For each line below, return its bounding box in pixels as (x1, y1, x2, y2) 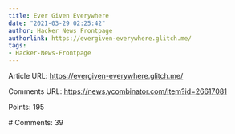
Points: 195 (8, 102, 45, 112)
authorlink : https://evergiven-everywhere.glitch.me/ (8, 34, 192, 43)
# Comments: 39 (8, 118, 64, 127)
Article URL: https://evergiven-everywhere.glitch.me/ (8, 71, 184, 80)
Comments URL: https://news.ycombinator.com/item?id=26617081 (8, 87, 227, 96)
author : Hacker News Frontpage (8, 26, 113, 35)
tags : (8, 42, 26, 50)
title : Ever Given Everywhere (8, 11, 110, 20)
